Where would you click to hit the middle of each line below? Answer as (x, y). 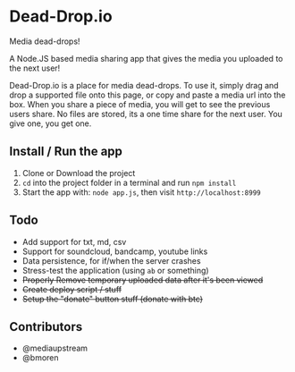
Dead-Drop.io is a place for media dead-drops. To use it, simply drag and (144, 85)
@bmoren (41, 358)
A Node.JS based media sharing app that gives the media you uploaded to (146, 58)
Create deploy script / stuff (72, 289)
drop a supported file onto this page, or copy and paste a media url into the (147, 95)
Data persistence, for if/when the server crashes (111, 260)
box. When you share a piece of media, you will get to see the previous (140, 104)
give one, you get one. (51, 123)
